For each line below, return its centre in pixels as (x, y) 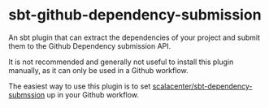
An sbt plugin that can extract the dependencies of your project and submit (134, 37)
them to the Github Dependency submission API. (90, 45)
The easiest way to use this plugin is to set (80, 86)
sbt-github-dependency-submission (135, 15)
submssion (27, 94)
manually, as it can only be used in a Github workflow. (98, 70)
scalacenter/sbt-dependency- (202, 86)
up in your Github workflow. (93, 94)
